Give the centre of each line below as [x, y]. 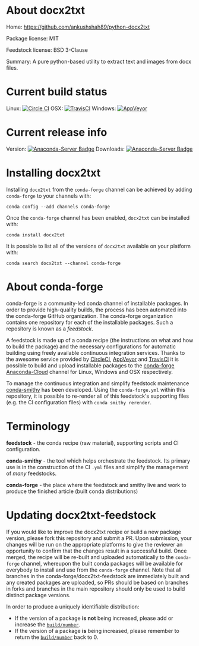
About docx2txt [45, 10]
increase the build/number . [48, 624]
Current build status [57, 92]
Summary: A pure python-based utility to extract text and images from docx [99, 61]
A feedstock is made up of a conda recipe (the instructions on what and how [100, 340]
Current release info [57, 132]
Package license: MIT [33, 38]
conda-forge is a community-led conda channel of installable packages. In [97, 303]
